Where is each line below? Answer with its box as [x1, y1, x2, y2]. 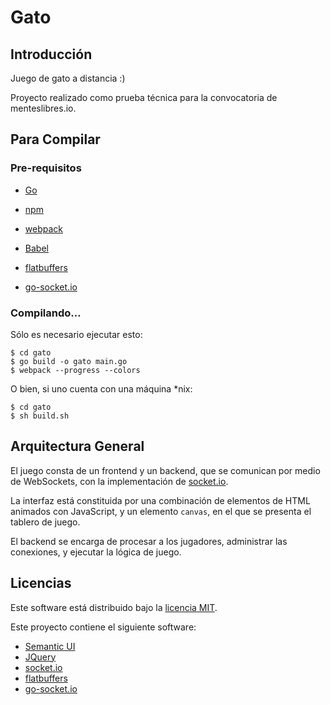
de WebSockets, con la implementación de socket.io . [10, 475, 229, 487]
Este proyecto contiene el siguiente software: [10, 621, 197, 633]
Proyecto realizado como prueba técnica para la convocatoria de [10, 92, 278, 103]
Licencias [10, 575, 72, 592]
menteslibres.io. [10, 102, 77, 114]
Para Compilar [10, 131, 101, 148]
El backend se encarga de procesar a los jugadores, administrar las [10, 535, 288, 547]
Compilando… [10, 306, 82, 320]
